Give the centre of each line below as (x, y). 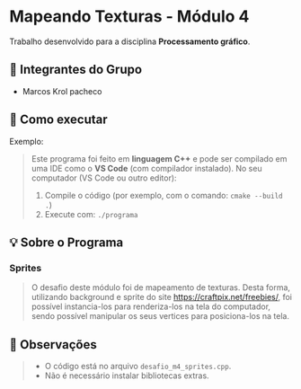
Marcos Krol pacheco (62, 91)
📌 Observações (53, 345)
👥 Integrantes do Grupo (75, 70)
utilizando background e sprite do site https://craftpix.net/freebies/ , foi (161, 297)
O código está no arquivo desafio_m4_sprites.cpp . (138, 367)
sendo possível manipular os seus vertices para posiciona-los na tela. (160, 316)
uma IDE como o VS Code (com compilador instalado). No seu (146, 168)
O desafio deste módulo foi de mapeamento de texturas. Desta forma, (160, 287)
